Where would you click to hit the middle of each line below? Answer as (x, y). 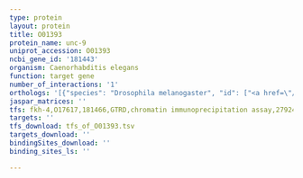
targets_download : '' (50, 135)
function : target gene (52, 76)
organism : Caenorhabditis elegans (74, 68)
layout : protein (40, 26)
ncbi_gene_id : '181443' (54, 59)
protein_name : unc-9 (48, 43)
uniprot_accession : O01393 (60, 51)
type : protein (36, 18)
